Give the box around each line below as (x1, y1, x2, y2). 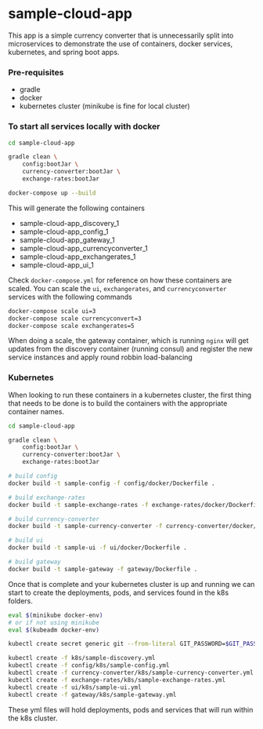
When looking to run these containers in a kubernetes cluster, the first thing (8, 390, 252, 399)
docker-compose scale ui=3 (8, 307, 96, 315)
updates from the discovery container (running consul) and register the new (8, 344, 253, 354)
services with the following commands (8, 292, 133, 301)
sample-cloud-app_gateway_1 (19, 235, 115, 244)
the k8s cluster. (8, 713, 58, 723)
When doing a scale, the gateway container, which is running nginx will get (8, 336, 249, 345)
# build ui (8, 537, 44, 545)
